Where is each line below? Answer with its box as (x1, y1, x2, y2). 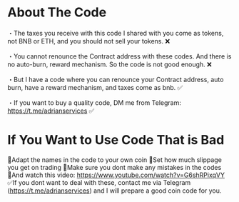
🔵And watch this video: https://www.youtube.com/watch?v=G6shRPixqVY (7, 171, 225, 179)
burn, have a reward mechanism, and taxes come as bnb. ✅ (7, 83, 183, 91)
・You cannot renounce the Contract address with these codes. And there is (7, 51, 232, 61)
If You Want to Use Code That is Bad (7, 132, 225, 148)
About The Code (7, 4, 107, 21)
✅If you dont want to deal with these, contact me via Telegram (7, 178, 191, 186)
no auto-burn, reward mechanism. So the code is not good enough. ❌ (7, 60, 212, 69)
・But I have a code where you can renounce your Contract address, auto (7, 75, 224, 84)
